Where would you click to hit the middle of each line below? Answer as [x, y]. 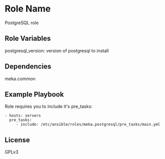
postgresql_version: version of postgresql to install [57, 50]
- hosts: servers [23, 116]
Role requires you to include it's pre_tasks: [49, 107]
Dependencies [28, 67]
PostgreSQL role [22, 23]
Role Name [28, 9]
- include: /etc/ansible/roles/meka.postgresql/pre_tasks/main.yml [88, 125]
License [17, 140]
